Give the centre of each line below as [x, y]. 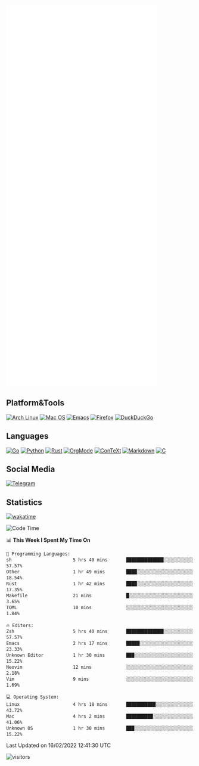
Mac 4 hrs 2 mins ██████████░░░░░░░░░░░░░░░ [100, 717]
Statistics [24, 502]
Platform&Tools [35, 403]
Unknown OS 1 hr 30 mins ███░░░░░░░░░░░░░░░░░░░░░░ [100, 728]
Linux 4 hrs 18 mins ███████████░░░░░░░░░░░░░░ [100, 705]
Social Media [31, 469]
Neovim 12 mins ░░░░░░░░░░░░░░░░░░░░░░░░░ [100, 667]
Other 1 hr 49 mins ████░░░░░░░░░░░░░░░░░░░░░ [100, 572]
